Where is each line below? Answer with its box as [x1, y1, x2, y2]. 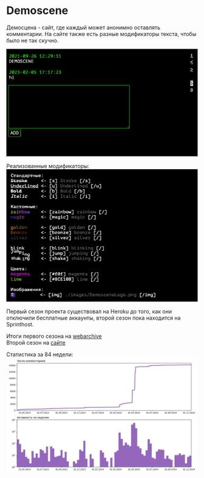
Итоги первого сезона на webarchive [6, 332, 102, 340]
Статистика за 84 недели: [6, 351, 73, 358]
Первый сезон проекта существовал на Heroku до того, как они [6, 308, 172, 315]
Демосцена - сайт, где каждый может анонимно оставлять [6, 24, 161, 31]
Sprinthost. [6, 321, 34, 328]
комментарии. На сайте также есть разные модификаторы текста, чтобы [6, 30, 197, 37]
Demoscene [6, 4, 69, 18]
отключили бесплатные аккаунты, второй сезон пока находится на [6, 314, 181, 322]
